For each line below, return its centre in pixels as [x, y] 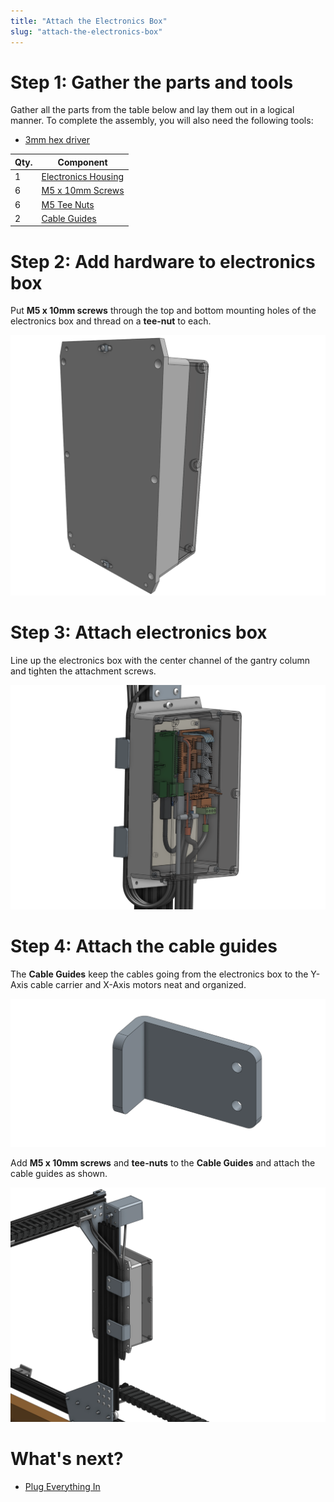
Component [82, 162]
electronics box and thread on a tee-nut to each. [111, 321]
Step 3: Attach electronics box [139, 632]
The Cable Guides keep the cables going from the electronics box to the [159, 974]
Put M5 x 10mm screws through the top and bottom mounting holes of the [163, 311]
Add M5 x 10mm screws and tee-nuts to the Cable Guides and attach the [163, 1162]
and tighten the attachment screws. [83, 671]
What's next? [67, 1458]
